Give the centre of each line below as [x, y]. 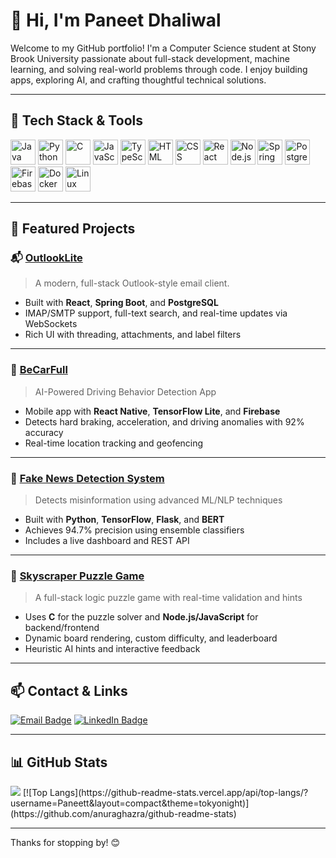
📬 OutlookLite [46, 258]
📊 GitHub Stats [59, 762]
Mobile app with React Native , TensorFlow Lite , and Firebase [152, 411]
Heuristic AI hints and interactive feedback [112, 649]
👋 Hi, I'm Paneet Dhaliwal [116, 20]
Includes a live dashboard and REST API [107, 541]
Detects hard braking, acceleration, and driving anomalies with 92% [164, 421]
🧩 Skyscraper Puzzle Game [77, 576]
